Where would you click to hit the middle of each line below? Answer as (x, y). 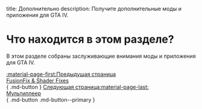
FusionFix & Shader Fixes (38, 80)
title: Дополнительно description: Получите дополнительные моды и (94, 9)
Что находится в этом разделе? (90, 39)
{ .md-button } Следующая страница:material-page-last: (77, 87)
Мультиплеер (24, 93)
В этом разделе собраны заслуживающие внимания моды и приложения (101, 56)
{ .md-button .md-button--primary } (51, 99)
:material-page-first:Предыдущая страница (61, 74)
